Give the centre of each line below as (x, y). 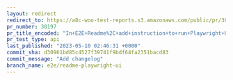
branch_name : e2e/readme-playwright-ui (64, 65)
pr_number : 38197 (32, 26)
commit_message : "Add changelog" (55, 59)
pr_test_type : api (33, 40)
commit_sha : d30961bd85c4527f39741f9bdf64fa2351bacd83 (88, 53)
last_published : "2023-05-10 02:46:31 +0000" (73, 46)
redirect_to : (25, 20)
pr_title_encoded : (33, 33)
